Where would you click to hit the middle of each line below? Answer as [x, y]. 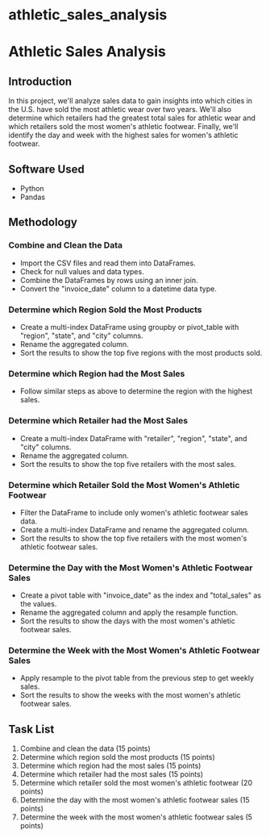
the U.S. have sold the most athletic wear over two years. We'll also [120, 110]
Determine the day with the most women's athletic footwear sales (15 [135, 800]
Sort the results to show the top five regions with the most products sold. [141, 352]
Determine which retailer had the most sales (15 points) [112, 774]
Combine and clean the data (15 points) [85, 748]
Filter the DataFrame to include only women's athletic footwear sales [134, 512]
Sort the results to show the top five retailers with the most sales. [128, 464]
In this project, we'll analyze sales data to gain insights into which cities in [130, 101]
